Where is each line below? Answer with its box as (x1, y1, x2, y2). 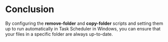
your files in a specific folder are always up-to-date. (5, 31, 114, 37)
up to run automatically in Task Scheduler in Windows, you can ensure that (5, 25, 161, 31)
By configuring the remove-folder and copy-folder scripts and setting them (5, 20, 163, 26)
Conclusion (5, 4, 54, 15)
